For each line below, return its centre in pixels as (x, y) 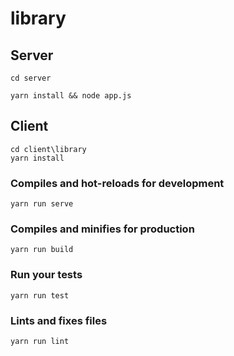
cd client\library (48, 149)
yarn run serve (42, 204)
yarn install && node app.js (71, 96)
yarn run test (40, 295)
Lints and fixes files (59, 320)
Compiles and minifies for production (102, 229)
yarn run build (42, 250)
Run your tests (46, 275)
